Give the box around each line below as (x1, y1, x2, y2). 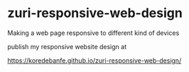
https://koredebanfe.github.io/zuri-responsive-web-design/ (7, 56, 182, 65)
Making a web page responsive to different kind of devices (7, 29, 180, 37)
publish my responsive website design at (7, 42, 126, 51)
